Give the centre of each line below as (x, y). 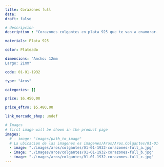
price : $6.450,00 (23, 98)
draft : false (18, 19)
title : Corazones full (28, 10)
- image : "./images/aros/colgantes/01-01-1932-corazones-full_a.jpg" (82, 148)
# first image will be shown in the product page (57, 130)
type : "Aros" (18, 81)
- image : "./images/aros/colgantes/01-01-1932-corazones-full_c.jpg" (82, 157)
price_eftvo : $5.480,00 (29, 107)
